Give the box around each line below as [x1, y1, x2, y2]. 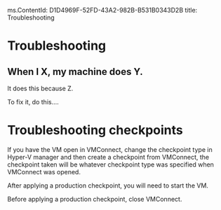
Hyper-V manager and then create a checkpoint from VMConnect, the [7, 153, 210, 161]
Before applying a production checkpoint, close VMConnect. [7, 195, 182, 203]
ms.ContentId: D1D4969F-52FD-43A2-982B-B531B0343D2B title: [7, 6, 198, 14]
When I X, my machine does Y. [7, 66, 143, 78]
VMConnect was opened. [7, 167, 81, 176]
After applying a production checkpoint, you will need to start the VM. [7, 181, 209, 190]
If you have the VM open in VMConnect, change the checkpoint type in [7, 145, 213, 153]
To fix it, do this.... [7, 98, 60, 106]
